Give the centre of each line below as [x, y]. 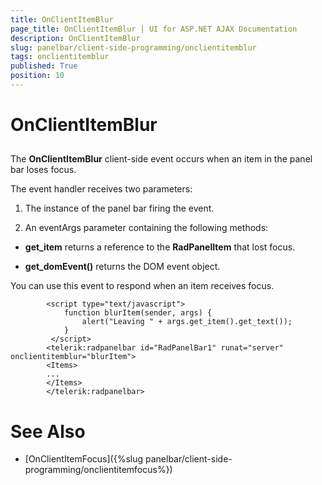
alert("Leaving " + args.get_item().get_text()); [187, 322]
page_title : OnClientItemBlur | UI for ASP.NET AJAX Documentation [154, 29]
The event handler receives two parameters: [101, 189]
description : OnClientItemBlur [75, 38]
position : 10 [37, 76]
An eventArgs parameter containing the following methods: [146, 228]
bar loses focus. [43, 170]
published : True [44, 66]
